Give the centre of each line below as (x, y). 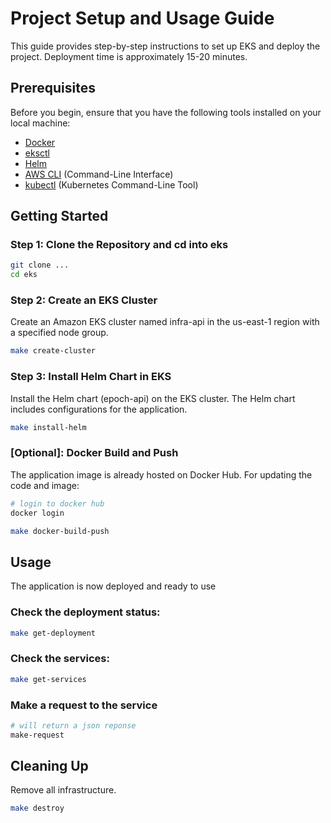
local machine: (40, 123)
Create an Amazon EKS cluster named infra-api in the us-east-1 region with (165, 322)
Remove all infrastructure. (63, 790)
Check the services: (60, 659)
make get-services (48, 679)
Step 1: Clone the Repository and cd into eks (119, 245)
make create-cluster (53, 351)
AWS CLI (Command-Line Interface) (99, 174)
